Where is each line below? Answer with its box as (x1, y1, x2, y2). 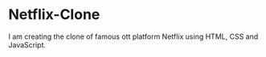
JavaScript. (8, 40, 47, 49)
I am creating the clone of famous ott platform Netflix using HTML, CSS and (8, 32, 259, 41)
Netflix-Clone (8, 6, 100, 24)
